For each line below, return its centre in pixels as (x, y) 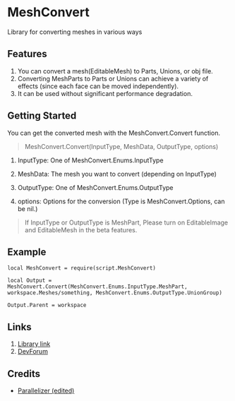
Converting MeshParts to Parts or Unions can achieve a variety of (113, 78)
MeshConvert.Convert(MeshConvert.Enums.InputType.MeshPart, (98, 287)
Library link (34, 344)
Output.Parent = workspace (47, 305)
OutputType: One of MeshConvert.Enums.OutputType (95, 187)
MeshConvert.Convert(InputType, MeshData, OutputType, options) (121, 146)
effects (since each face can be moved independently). (98, 86)
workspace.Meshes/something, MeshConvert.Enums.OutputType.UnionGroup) (115, 293)
